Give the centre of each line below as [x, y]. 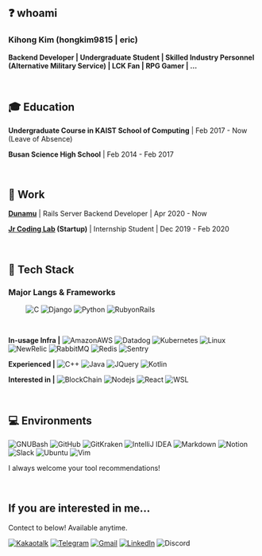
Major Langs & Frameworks [62, 292]
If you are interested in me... [79, 509]
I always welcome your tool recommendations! [84, 468]
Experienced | [32, 364]
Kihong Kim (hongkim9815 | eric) [73, 40]
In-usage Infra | [35, 340]
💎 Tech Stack [41, 269]
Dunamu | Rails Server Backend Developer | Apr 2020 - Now [108, 214]
